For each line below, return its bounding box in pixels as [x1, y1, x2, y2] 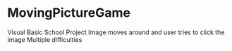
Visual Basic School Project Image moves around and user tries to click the [7, 28, 225, 36]
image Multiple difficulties [7, 35, 83, 43]
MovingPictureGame [7, 5, 131, 21]
